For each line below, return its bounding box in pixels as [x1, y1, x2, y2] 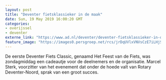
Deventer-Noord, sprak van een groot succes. [5, 69, 99, 75]
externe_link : [5, 35, 35, 40]
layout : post [5, 7, 32, 12]
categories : [5, 21, 30, 26]
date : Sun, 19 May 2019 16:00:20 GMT [5, 16, 83, 21]
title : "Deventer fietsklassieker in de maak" [5, 12, 103, 17]
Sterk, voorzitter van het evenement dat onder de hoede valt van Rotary [5, 64, 152, 70]
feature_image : [5, 40, 37, 45]
